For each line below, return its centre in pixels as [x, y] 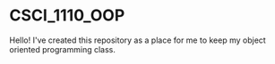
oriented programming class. [63, 49]
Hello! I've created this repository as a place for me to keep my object [137, 40]
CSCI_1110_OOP [67, 16]
